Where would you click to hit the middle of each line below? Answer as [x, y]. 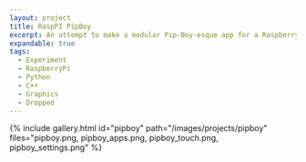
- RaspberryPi [44, 69]
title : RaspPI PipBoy [51, 26]
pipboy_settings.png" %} [56, 147]
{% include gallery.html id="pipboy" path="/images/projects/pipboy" [138, 128]
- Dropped [36, 102]
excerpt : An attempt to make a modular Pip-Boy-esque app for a [134, 35]
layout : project [40, 18]
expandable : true [42, 43]
